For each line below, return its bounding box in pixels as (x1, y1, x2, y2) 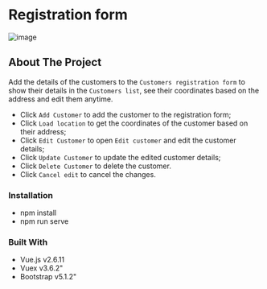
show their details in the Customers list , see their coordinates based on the (8, 85, 260, 95)
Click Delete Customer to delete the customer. (19, 161, 171, 171)
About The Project (8, 56, 102, 69)
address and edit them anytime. (8, 94, 113, 104)
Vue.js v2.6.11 (19, 255, 65, 265)
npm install (19, 208, 57, 218)
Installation (8, 189, 54, 200)
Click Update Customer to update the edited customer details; (19, 152, 221, 162)
